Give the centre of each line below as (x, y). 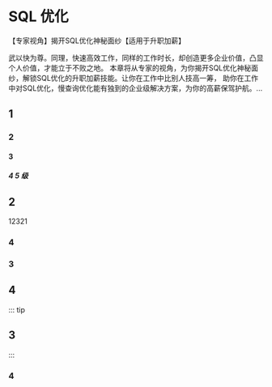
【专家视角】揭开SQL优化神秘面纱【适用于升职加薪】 (97, 40)
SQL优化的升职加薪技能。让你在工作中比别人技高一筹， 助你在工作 (147, 78)
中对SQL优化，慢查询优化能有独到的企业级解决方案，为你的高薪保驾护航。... (136, 88)
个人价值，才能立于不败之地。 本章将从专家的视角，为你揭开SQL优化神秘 (130, 68)
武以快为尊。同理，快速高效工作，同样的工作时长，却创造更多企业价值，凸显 (136, 57)
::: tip (17, 309)
